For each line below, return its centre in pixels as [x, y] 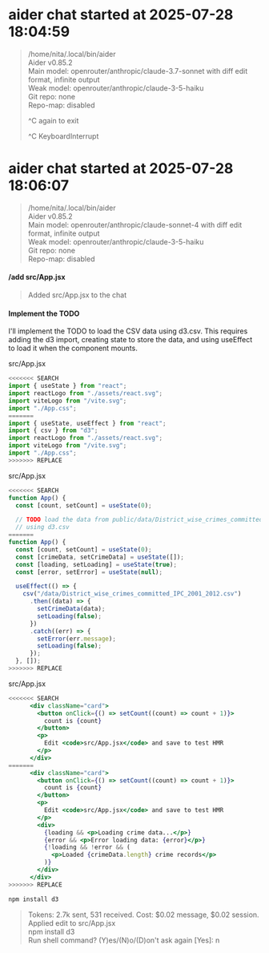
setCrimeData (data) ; [71, 609]
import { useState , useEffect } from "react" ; [87, 423]
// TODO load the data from [62, 520]
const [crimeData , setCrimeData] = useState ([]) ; [100, 557]
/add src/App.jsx [37, 277]
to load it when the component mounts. [73, 348]
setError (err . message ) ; [76, 639]
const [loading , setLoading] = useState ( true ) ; [96, 564]
